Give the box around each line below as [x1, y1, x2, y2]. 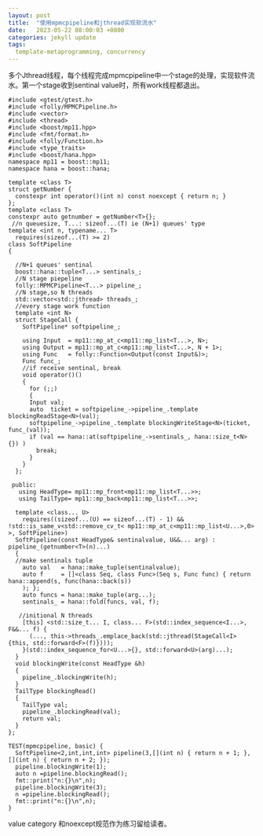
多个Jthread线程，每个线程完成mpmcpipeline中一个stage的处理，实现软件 [8, 71, 249, 79]
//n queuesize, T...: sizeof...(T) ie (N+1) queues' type [11, 220, 206, 228]
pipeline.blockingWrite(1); [15, 763, 108, 771]
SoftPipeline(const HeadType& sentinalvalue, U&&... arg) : [15, 536, 216, 544]
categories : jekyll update [8, 33, 97, 42]
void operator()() [22, 371, 82, 379]
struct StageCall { [15, 316, 79, 324]
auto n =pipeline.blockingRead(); [15, 770, 128, 778]
